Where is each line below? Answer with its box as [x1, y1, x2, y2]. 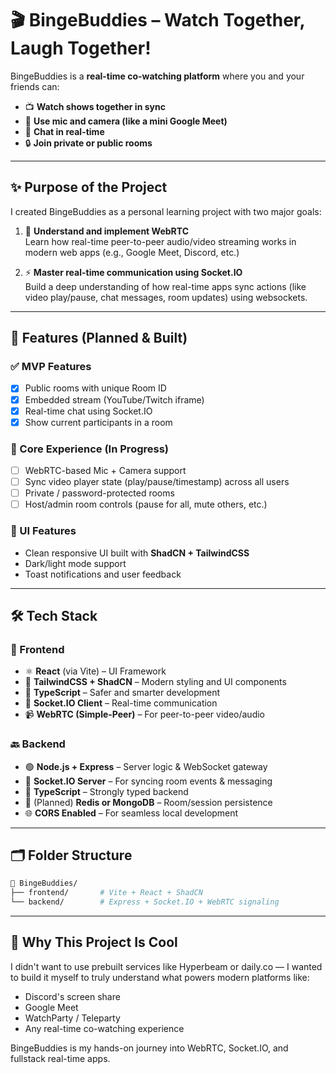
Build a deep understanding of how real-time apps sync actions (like [24, 280, 307, 292]
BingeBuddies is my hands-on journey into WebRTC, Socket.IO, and [10, 1042, 289, 1054]
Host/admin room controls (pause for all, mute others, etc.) [24, 498, 268, 511]
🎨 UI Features [10, 524, 77, 538]
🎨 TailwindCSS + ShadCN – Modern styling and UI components [24, 676, 287, 688]
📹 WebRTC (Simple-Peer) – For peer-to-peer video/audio [24, 708, 265, 721]
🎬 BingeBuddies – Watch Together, [10, 9, 305, 32]
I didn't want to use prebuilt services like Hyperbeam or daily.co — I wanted [10, 960, 323, 972]
